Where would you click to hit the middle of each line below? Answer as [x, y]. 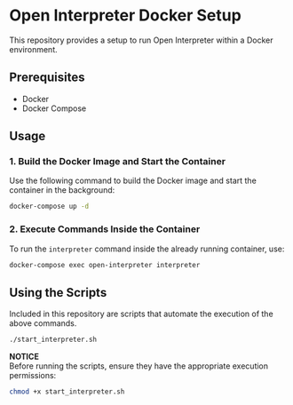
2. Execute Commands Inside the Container [105, 229]
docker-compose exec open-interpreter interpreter [105, 265]
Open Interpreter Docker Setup [125, 16]
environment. [33, 49]
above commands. [43, 323]
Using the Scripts [58, 293]
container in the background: [62, 190]
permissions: [33, 376]
